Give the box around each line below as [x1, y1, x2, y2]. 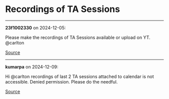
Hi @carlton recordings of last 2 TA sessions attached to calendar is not [5, 73, 154, 79]
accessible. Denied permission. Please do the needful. [5, 78, 118, 84]
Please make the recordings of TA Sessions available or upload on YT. [5, 34, 151, 40]
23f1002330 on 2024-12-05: [5, 24, 66, 30]
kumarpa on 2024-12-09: [5, 63, 59, 69]
